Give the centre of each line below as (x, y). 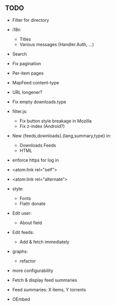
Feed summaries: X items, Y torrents (49, 289)
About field (31, 223)
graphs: (20, 251)
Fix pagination (27, 63)
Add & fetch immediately (44, 242)
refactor (28, 261)
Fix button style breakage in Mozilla (56, 121)
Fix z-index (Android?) (42, 126)
